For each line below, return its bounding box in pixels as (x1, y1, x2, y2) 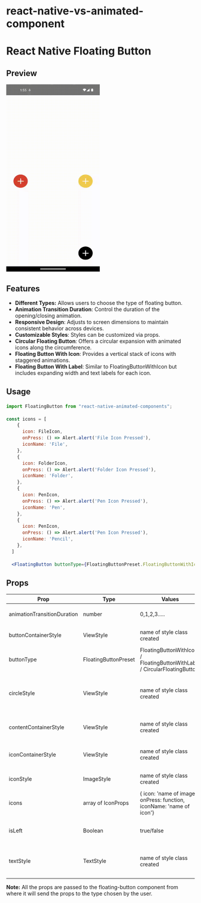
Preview (6, 68, 38, 78)
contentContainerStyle (8, 723, 65, 730)
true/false (139, 827, 164, 834)
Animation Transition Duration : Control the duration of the (14, 306, 160, 313)
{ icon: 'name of (139, 790, 179, 797)
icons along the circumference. (14, 344, 92, 351)
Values (161, 595, 179, 603)
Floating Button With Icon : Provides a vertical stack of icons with (14, 351, 176, 357)
